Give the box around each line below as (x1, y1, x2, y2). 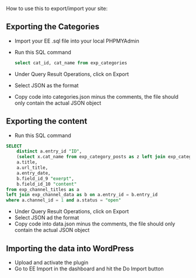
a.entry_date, (16, 170, 51, 176)
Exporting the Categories (6, 22, 100, 32)
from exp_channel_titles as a (6, 186, 80, 192)
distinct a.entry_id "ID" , (16, 148, 82, 154)
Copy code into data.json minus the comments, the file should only (14, 220, 176, 227)
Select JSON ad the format (14, 214, 79, 221)
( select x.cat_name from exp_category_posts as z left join (16, 154, 166, 160)
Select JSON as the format (14, 82, 79, 89)
